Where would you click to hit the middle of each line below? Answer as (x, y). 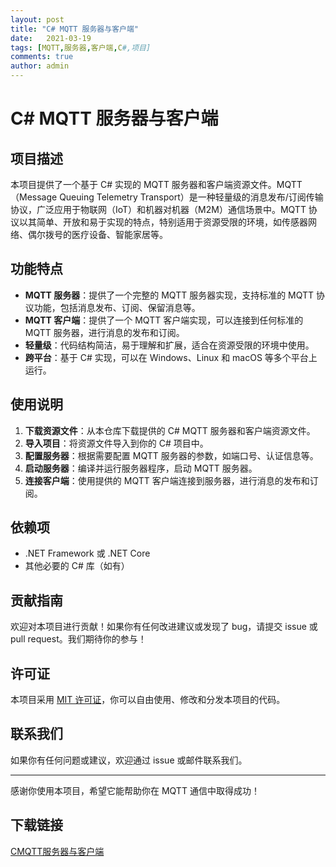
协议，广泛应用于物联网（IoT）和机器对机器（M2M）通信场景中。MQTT (158, 209)
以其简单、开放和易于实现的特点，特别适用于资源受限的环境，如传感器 (163, 222)
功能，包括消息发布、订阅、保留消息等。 (117, 307)
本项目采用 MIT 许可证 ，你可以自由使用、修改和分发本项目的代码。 (148, 700)
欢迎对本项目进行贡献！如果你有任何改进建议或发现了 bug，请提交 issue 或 (164, 627)
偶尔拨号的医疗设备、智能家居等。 (97, 234)
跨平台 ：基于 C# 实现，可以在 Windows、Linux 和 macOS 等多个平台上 (171, 357)
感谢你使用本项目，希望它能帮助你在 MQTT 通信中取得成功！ (135, 790)
